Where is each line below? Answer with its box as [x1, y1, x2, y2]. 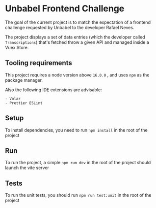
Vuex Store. [5, 44, 29, 50]
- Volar [5, 96, 21, 101]
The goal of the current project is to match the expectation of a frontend [5, 19, 151, 25]
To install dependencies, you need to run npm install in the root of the [5, 127, 148, 133]
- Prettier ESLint [5, 101, 43, 105]
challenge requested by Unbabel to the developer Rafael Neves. [5, 24, 134, 30]
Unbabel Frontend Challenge [5, 3, 125, 14]
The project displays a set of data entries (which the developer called [5, 34, 146, 40]
